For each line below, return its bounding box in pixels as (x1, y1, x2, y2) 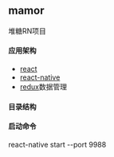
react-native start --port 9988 (8, 139, 107, 149)
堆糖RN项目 (8, 26, 46, 36)
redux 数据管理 (19, 82, 68, 92)
